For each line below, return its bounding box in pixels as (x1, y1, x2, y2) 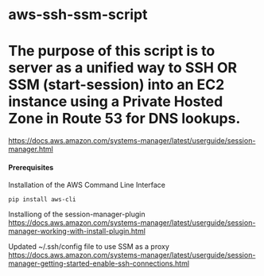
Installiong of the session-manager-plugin (8, 209, 146, 220)
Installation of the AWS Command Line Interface (8, 181, 165, 190)
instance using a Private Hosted (8, 93, 223, 111)
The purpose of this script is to (8, 42, 215, 60)
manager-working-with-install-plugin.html (8, 227, 146, 236)
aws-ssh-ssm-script (8, 6, 148, 24)
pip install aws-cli (8, 196, 77, 204)
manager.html (8, 145, 53, 154)
